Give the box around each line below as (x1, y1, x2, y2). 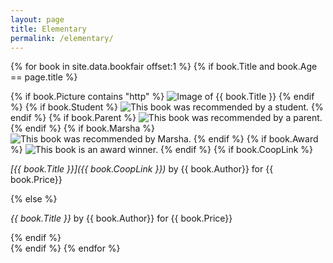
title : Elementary (10, 24, 87, 34)
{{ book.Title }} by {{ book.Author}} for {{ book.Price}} (10, 212, 233, 225)
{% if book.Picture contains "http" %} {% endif (10, 91, 315, 103)
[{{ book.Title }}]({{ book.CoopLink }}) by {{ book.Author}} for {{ (10, 163, 274, 175)
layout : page (10, 14, 65, 25)
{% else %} (10, 193, 58, 205)
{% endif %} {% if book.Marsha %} (10, 122, 156, 135)
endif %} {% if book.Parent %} (10, 112, 137, 124)
